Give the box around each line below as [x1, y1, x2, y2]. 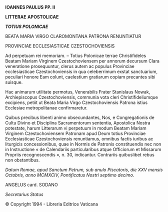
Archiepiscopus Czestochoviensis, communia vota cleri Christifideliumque [5, 94, 158, 100]
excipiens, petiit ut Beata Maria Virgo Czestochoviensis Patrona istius [5, 99, 148, 105]
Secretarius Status [5, 191, 43, 197]
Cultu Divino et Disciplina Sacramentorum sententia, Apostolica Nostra [5, 120, 151, 125]
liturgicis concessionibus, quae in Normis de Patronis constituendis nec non [5, 141, 161, 147]
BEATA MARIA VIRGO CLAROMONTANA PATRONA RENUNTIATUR [5, 33, 141, 39]
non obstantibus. [5, 157, 40, 163]
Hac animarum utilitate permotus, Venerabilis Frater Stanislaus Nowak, [5, 89, 150, 94]
